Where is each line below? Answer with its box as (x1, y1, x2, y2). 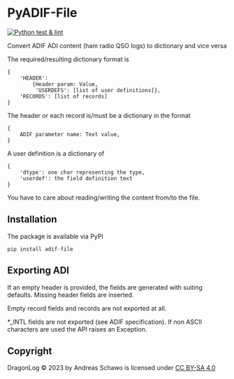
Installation (7, 214, 57, 225)
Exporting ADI (7, 265, 70, 276)
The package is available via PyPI (7, 232, 103, 240)
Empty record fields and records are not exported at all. (7, 304, 167, 312)
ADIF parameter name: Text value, (20, 131, 120, 138)
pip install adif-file (7, 246, 73, 253)
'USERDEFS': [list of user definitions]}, (35, 87, 161, 94)
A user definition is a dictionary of (7, 149, 105, 158)
